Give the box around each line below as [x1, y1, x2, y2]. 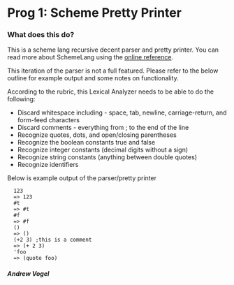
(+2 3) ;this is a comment [13, 236, 92, 244]
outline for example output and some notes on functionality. [7, 74, 180, 82]
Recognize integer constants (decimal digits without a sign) [17, 145, 189, 154]
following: [7, 95, 36, 103]
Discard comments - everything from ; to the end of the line [17, 124, 189, 132]
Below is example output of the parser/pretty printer [7, 174, 157, 182]
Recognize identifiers [17, 161, 79, 169]
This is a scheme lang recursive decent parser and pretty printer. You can [7, 45, 219, 54]
